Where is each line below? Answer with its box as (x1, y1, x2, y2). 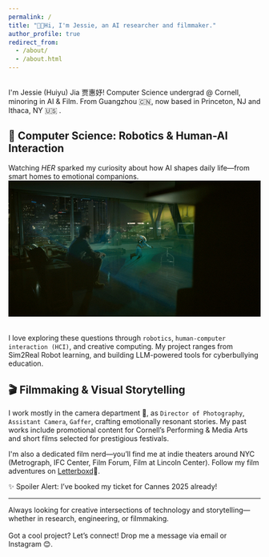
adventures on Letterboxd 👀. (8, 467, 101, 476)
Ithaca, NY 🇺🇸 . (8, 106, 62, 115)
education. (8, 359, 44, 368)
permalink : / (8, 13, 52, 21)
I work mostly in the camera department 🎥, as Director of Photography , (8, 408, 245, 418)
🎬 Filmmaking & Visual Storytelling (8, 383, 186, 396)
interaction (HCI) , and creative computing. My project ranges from (8, 342, 234, 351)
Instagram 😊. (8, 539, 54, 549)
